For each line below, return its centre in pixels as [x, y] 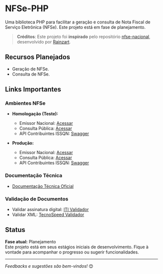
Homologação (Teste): [35, 114]
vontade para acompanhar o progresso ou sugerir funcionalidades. [72, 252]
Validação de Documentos [37, 199]
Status [15, 230]
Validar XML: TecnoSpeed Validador [48, 215]
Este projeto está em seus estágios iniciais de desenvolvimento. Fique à [77, 247]
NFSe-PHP [27, 9]
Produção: [23, 143]
